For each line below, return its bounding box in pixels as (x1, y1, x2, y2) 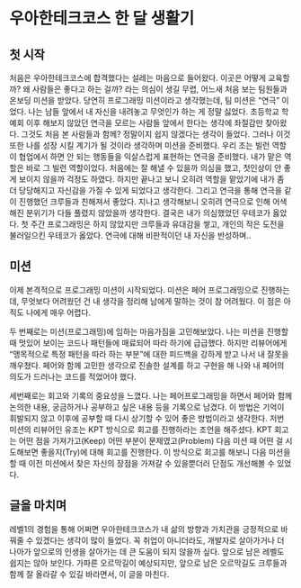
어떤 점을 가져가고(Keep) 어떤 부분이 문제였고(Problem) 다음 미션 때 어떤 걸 (18, 435, 284, 446)
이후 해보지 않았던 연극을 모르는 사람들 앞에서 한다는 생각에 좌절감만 (25, 118, 263, 128)
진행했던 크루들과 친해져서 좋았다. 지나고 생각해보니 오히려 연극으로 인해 (18, 196, 271, 207)
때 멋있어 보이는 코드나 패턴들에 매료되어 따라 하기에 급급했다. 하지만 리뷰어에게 (9, 337, 288, 348)
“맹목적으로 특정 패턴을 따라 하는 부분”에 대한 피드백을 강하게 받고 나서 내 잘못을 (9, 348, 289, 359)
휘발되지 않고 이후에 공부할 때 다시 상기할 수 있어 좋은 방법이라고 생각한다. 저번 (9, 412, 285, 423)
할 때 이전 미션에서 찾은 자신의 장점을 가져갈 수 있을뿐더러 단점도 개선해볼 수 (9, 457, 276, 468)
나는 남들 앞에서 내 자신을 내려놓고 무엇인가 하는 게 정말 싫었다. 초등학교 (28, 106, 280, 117)
